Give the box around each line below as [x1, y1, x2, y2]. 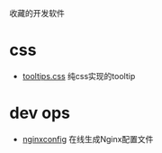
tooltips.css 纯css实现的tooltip [22, 70, 136, 81]
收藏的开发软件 [9, 8, 65, 18]
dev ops [9, 103, 70, 123]
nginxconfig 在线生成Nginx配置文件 [22, 133, 154, 144]
